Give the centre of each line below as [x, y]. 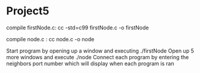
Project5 [28, 11]
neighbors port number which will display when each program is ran [90, 63]
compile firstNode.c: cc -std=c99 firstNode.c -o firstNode [78, 28]
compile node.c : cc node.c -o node [50, 39]
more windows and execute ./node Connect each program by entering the [98, 57]
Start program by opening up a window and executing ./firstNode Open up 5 [100, 51]
